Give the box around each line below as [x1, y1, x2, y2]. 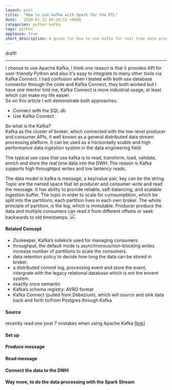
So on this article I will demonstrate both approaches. [5, 97, 118, 104]
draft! [5, 50, 17, 56]
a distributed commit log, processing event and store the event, [12, 264, 147, 271]
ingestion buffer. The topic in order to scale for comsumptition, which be [5, 192, 158, 198]
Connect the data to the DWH [5, 367, 69, 373]
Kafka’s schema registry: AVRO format [12, 286, 94, 293]
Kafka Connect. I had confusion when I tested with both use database [5, 75, 153, 82]
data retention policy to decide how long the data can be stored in [12, 254, 152, 260]
